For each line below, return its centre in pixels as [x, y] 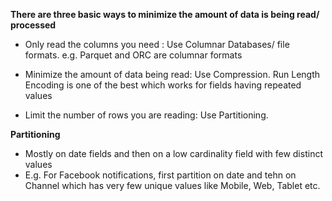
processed [33, 25]
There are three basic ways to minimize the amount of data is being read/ [165, 14]
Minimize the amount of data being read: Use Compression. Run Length [172, 74]
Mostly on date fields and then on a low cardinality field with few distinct [173, 153]
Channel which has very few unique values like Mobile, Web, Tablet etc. [172, 185]
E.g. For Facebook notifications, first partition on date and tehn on [160, 175]
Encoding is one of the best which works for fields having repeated [163, 85]
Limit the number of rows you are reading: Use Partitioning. [146, 115]
